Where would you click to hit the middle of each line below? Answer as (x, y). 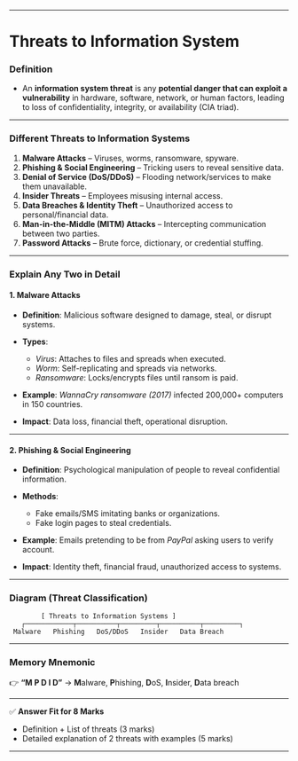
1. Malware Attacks (45, 295)
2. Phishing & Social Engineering (70, 450)
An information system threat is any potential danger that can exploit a (155, 89)
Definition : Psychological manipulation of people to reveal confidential (151, 470)
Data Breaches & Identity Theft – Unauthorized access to (127, 205)
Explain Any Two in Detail (65, 274)
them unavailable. (54, 186)
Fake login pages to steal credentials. (103, 523)
